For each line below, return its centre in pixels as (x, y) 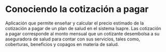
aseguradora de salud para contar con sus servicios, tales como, (73, 39)
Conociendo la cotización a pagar (77, 9)
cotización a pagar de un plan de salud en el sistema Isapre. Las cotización (83, 28)
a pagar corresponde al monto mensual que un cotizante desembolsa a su (82, 33)
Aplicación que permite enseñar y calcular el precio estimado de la (75, 23)
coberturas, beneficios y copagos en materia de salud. (62, 44)
